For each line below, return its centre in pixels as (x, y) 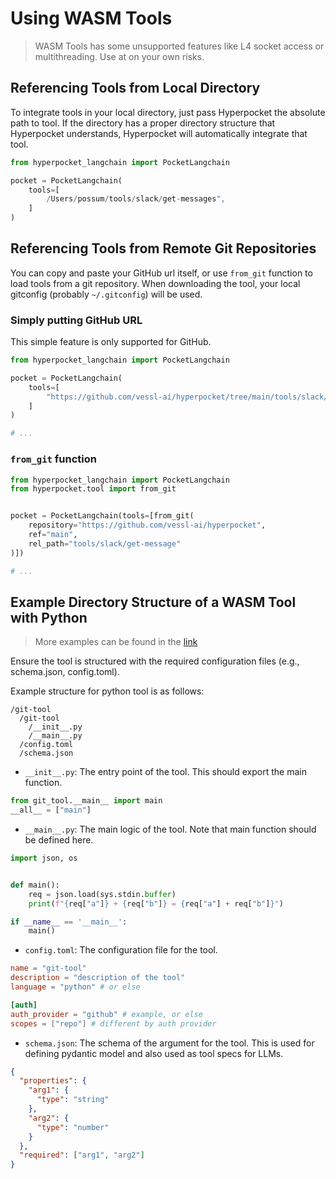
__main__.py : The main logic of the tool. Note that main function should (170, 829)
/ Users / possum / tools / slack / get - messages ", (136, 199)
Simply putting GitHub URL (76, 320)
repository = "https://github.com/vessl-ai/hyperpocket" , (147, 525)
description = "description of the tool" (98, 978)
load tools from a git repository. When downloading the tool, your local (155, 283)
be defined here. (59, 840)
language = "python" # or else (75, 987)
